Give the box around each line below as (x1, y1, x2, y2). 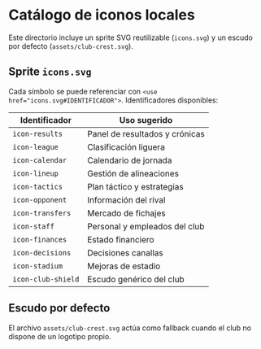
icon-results (12, 129, 63, 138)
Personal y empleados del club (86, 220, 205, 232)
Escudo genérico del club (86, 273, 185, 285)
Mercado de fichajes (86, 207, 166, 219)
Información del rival (86, 194, 166, 205)
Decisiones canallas (86, 246, 164, 258)
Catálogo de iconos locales (8, 6, 195, 24)
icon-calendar (12, 155, 67, 164)
